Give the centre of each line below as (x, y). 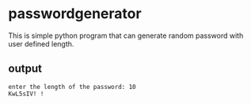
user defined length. (41, 43)
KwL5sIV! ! (26, 94)
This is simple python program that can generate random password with (126, 35)
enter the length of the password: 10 (72, 87)
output (25, 69)
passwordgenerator (75, 14)
